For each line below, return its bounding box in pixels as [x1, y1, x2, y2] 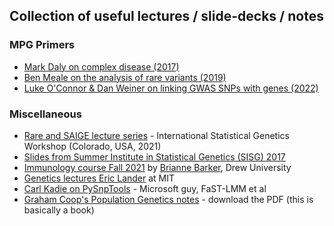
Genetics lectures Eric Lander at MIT [23, 172, 176, 184]
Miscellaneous [9, 107, 82, 121]
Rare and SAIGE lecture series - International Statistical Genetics [23, 129, 290, 141]
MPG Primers [9, 38, 76, 52]
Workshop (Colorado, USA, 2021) [23, 140, 162, 152]
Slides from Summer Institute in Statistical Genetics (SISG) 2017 [23, 150, 286, 163]
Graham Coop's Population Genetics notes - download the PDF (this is [23, 193, 314, 205]
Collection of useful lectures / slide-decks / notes [9, 8, 324, 25]
